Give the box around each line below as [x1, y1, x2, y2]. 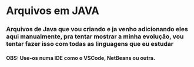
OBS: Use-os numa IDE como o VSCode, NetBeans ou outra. [6, 54, 156, 61]
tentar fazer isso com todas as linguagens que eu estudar [6, 40, 174, 48]
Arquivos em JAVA [6, 4, 100, 18]
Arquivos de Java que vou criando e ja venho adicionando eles [6, 25, 188, 33]
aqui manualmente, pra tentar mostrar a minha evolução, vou [6, 32, 184, 41]
